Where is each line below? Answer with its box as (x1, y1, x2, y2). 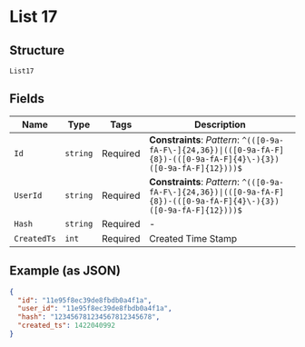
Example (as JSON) (9, 263, 121, 279)
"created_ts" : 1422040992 (17, 321, 116, 331)
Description (193, 118, 247, 131)
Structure (9, 43, 65, 58)
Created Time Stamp (149, 232, 238, 244)
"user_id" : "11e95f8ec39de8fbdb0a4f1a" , (17, 304, 172, 313)
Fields (9, 91, 45, 106)
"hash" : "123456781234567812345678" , (17, 312, 161, 322)
